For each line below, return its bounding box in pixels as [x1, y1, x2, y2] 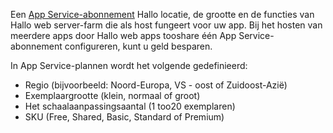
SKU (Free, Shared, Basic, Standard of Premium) [24, 111, 225, 123]
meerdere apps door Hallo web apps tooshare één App [10, 30, 237, 41]
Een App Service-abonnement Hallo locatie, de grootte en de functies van [10, 9, 315, 20]
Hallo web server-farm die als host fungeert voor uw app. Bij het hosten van [10, 19, 323, 31]
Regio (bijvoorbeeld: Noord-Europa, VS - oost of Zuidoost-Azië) [24, 79, 288, 91]
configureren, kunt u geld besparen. [64, 40, 213, 52]
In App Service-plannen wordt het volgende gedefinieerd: [10, 60, 248, 71]
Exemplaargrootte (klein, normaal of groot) [24, 90, 201, 101]
